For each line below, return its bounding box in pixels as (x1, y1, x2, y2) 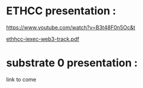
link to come (6, 76, 37, 83)
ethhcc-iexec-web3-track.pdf (6, 35, 79, 42)
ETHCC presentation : (6, 4, 116, 18)
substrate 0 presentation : (6, 56, 138, 70)
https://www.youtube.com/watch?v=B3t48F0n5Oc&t (6, 24, 136, 31)
